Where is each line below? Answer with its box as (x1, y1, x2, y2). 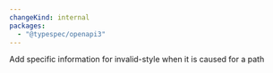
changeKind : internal (9, 12, 90, 22)
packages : (9, 21, 47, 30)
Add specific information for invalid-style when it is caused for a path (9, 54, 265, 65)
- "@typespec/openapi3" (17, 29, 106, 38)
